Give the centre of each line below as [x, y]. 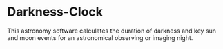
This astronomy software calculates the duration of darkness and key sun [111, 31]
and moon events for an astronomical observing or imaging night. [100, 37]
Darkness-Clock [55, 12]
